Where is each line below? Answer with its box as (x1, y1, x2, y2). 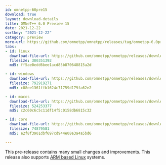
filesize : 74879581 (9, 126, 50, 131)
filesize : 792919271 (9, 81, 52, 86)
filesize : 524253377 (9, 104, 52, 109)
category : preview (5, 35, 43, 40)
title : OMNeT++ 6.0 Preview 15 (5, 21, 70, 26)
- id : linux (5, 49, 30, 54)
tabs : (5, 44, 16, 49)
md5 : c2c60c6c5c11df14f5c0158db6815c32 (9, 108, 92, 113)
